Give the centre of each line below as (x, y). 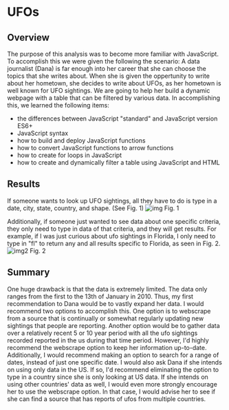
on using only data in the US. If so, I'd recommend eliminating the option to (113, 369)
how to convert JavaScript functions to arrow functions (95, 148)
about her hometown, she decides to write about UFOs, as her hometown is (114, 83)
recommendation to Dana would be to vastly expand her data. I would (106, 303)
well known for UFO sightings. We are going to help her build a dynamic (109, 91)
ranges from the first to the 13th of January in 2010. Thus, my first (100, 296)
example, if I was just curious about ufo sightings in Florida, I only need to (111, 236)
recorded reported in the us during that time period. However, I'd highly (108, 340)
